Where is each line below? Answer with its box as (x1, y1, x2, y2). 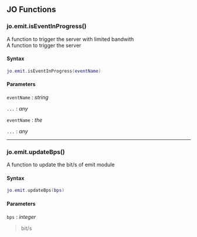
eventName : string (6, 94, 49, 101)
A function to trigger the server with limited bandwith (6, 35, 134, 43)
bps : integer (6, 213, 36, 220)
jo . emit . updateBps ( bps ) (6, 187, 65, 194)
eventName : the (6, 116, 43, 123)
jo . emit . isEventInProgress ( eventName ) (6, 68, 101, 74)
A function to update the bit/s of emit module (6, 161, 115, 169)
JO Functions (6, 5, 56, 15)
